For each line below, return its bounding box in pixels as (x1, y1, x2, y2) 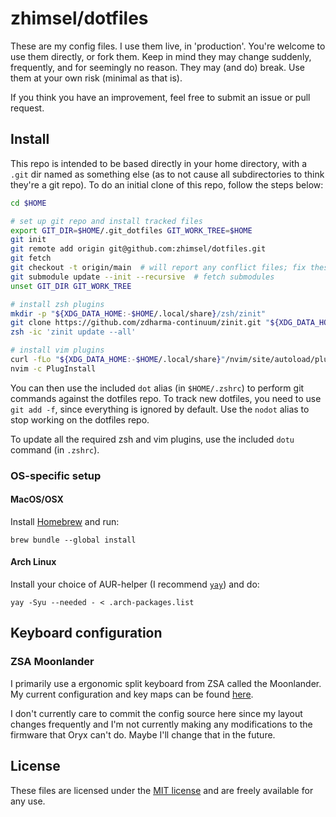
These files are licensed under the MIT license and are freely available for (10, 784, 314, 796)
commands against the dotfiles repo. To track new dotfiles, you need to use (10, 392, 322, 404)
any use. (10, 795, 46, 807)
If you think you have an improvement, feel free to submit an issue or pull (10, 91, 311, 103)
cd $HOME (10, 198, 47, 208)
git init (10, 235, 47, 245)
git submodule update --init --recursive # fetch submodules (10, 272, 275, 282)
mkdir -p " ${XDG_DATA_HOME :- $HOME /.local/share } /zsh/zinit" (10, 308, 267, 319)
